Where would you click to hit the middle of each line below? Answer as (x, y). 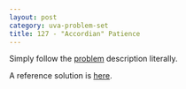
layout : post (33, 17)
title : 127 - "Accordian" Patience (75, 33)
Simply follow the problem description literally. (93, 59)
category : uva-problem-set (59, 26)
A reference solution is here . (61, 76)
